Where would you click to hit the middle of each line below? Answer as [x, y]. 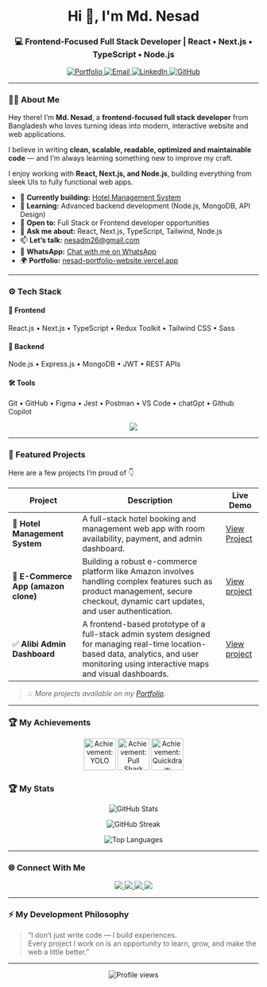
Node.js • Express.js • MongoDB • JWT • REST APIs [95, 364]
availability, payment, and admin [142, 538]
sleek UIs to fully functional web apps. [71, 181]
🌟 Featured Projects [47, 455]
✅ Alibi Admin [39, 643]
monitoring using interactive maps [146, 663]
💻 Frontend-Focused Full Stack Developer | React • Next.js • [133, 41]
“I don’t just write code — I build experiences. [102, 935]
